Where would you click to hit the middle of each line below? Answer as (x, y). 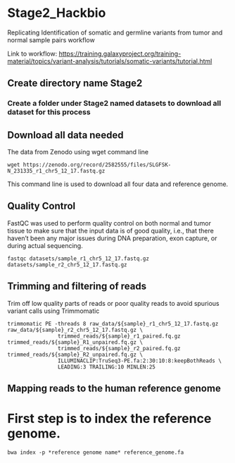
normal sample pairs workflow (51, 39)
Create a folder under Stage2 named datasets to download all (114, 104)
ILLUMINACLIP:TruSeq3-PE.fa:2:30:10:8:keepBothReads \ (139, 361)
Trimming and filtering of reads (77, 286)
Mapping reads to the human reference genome (114, 389)
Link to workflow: (32, 54)
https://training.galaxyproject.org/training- (120, 54)
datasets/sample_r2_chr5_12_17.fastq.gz (68, 265)
